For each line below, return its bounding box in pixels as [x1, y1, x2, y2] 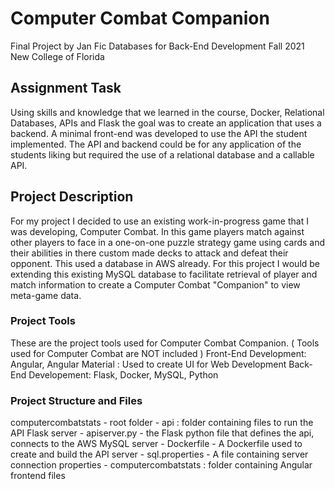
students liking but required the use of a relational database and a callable [10, 148, 315, 161]
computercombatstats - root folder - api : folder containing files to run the [10, 417, 314, 429]
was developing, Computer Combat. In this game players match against [10, 225, 305, 237]
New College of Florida [10, 50, 105, 62]
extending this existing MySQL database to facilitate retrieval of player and [10, 268, 318, 280]
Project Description [10, 188, 134, 206]
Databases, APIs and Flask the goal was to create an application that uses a [10, 117, 322, 129]
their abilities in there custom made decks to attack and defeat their [10, 247, 289, 259]
